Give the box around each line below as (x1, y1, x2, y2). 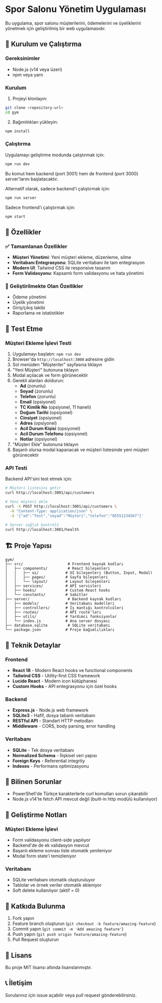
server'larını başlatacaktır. (5, 176, 58, 182)
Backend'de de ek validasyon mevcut (12, 842, 90, 848)
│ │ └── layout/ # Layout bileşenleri (5, 579, 111, 584)
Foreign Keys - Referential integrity (12, 758, 85, 764)
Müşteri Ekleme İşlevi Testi (5, 340, 72, 347)
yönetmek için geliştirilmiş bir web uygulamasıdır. (5, 25, 106, 31)
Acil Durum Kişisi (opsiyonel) (19, 426, 81, 432)
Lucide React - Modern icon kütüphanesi (12, 678, 97, 684)
